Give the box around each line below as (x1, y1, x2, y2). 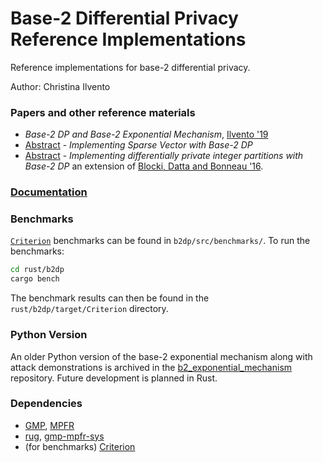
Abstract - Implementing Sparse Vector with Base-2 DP (24, 139, 253, 151)
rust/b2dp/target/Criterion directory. (10, 303, 169, 315)
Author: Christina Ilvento (10, 80, 111, 92)
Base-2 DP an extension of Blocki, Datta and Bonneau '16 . (24, 160, 264, 172)
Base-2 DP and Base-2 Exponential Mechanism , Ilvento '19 (24, 128, 269, 141)
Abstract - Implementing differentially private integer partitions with (24, 150, 304, 162)
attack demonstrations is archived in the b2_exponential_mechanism (10, 361, 293, 373)
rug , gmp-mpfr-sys (24, 430, 105, 442)
